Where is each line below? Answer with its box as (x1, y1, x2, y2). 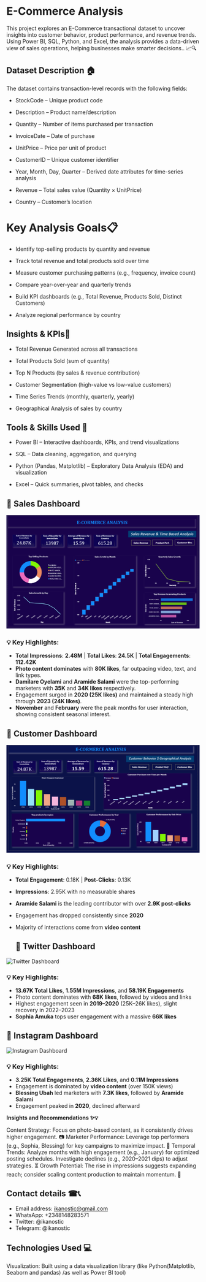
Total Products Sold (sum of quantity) (15, 357, 110, 364)
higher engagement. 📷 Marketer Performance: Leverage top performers (6, 1133, 189, 1141)
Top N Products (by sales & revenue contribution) (15, 369, 140, 376)
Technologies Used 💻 (6, 1243, 92, 1253)
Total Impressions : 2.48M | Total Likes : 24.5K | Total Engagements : (15, 652, 191, 660)
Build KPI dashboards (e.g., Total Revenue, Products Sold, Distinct (15, 292, 182, 300)
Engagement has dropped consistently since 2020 (15, 912, 144, 919)
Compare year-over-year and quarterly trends (15, 281, 132, 288)
